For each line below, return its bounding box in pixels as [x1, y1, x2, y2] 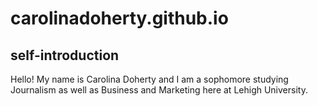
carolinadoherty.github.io [10, 7, 229, 30]
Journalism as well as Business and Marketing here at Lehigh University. [10, 84, 308, 96]
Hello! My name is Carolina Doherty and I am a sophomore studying [10, 73, 289, 85]
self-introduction [10, 47, 120, 64]
